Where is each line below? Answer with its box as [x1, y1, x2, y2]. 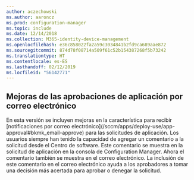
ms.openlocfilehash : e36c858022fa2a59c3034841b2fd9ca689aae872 [6, 42, 167, 48]
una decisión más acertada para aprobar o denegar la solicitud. [6, 167, 162, 174]
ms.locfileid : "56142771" [6, 70, 70, 75]
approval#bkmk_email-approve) [6, 129, 85, 137]
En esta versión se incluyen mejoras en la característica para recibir [6, 116, 173, 124]
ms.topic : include [6, 25, 52, 31]
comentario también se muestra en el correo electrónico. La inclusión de [6, 154, 184, 162]
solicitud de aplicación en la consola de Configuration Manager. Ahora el [6, 148, 184, 155]
